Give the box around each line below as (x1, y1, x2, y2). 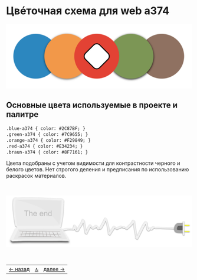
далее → (43, 266, 65, 273)
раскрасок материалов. (6, 172, 67, 179)
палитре (6, 109, 39, 119)
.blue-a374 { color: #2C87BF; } (6, 125, 86, 131)
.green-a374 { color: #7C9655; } (6, 131, 88, 137)
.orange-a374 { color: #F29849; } (6, 137, 91, 143)
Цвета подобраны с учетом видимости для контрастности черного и (6, 159, 180, 167)
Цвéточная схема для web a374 (6, 4, 170, 18)
